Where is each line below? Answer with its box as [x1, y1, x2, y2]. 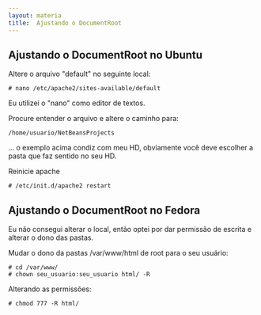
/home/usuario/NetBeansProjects [8, 129, 115, 137]
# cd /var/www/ [8, 264, 59, 271]
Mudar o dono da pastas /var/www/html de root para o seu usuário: [8, 249, 229, 258]
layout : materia [8, 11, 62, 20]
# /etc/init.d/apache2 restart [8, 182, 112, 190]
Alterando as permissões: [8, 284, 92, 294]
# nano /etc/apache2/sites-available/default [8, 85, 161, 93]
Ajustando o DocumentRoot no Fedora [8, 203, 200, 217]
